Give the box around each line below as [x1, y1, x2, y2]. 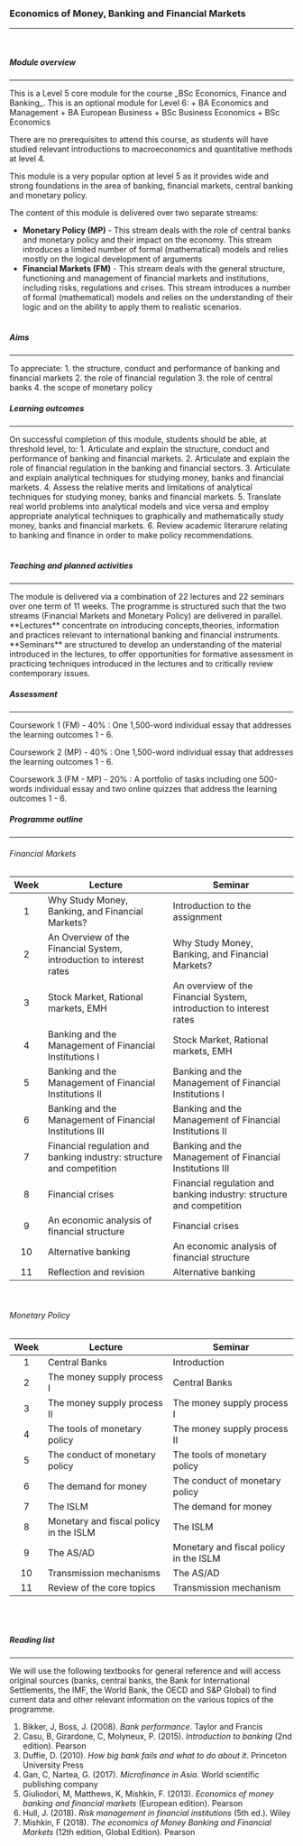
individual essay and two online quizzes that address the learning [34, 784, 278, 794]
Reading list [9, 1635, 56, 1646]
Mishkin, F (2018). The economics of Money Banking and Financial [22, 1817, 272, 1828]
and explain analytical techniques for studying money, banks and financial [9, 473, 284, 483]
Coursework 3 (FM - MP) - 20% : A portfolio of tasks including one [9, 774, 258, 785]
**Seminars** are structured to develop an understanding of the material [9, 639, 282, 650]
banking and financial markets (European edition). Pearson [22, 1798, 243, 1809]
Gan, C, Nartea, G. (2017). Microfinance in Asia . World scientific [22, 1769, 260, 1780]
